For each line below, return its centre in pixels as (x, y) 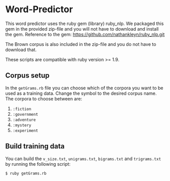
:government (25, 114)
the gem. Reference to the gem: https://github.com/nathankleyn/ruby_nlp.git (85, 34)
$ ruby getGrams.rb (26, 173)
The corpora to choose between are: (44, 98)
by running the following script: (38, 164)
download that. (21, 49)
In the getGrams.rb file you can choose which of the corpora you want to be (84, 88)
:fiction (22, 109)
